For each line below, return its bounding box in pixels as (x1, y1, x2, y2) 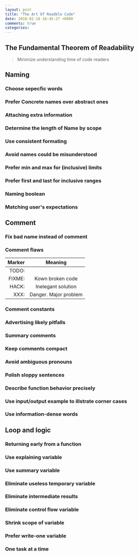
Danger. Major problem (29, 291, 83, 298)
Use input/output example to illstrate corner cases (5, 397, 127, 404)
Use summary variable (5, 467, 60, 474)
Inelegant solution (35, 283, 77, 290)
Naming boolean (5, 190, 46, 197)
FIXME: (8, 275, 25, 282)
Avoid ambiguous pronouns (5, 358, 72, 365)
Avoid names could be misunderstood (5, 151, 97, 158)
